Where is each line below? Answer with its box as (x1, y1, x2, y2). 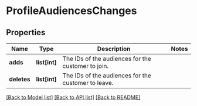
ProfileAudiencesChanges (6, 4, 137, 18)
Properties (6, 28, 46, 37)
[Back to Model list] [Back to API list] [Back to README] (6, 94, 141, 101)
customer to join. (62, 62, 109, 70)
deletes (9, 75, 30, 83)
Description (97, 45, 131, 53)
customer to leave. (62, 79, 114, 87)
